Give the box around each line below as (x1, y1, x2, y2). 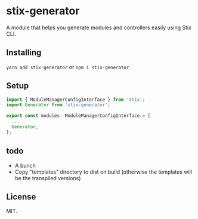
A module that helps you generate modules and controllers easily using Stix (6, 24, 192, 31)
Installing (6, 48, 42, 58)
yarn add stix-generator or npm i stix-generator (6, 63, 129, 70)
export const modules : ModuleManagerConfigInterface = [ (6, 113, 151, 119)
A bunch (14, 162, 36, 169)
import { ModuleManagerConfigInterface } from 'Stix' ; (6, 97, 146, 103)
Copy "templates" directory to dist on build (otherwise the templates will (14, 168, 193, 175)
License (6, 192, 36, 202)
